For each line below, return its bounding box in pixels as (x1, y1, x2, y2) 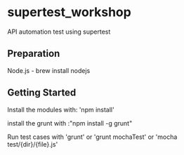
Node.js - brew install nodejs (7, 66, 91, 74)
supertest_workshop (7, 4, 131, 20)
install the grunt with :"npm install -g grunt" (7, 119, 133, 127)
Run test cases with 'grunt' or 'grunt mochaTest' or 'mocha (7, 133, 178, 141)
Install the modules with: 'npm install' (7, 105, 114, 114)
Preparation (7, 48, 60, 60)
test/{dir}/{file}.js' (7, 140, 58, 148)
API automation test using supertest (7, 27, 111, 36)
